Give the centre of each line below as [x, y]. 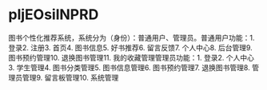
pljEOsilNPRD [54, 15]
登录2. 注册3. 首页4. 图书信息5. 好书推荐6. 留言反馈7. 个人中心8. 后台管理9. [131, 47]
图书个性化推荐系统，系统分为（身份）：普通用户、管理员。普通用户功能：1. [132, 37]
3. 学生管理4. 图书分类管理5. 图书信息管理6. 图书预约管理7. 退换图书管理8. [129, 67]
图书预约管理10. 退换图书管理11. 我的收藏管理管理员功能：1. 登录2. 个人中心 [131, 57]
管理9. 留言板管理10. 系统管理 [70, 77]
